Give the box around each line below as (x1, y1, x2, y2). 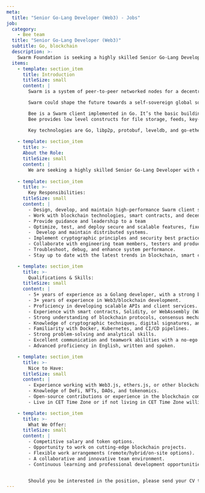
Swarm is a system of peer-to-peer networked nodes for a (28, 89, 179, 95)
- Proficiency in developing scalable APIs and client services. (28, 303, 198, 309)
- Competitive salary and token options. (28, 439, 135, 445)
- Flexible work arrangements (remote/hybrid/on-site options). (28, 450, 195, 456)
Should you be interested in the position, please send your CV (28, 478, 195, 484)
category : (12, 26, 37, 32)
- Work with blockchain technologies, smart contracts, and (28, 212, 184, 219)
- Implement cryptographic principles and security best (28, 235, 176, 241)
